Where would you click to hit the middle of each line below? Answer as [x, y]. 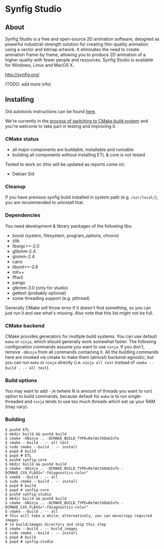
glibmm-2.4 [24, 251]
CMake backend [25, 325]
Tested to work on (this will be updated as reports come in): [65, 164]
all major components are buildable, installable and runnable [73, 150]
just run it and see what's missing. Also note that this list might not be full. [79, 313]
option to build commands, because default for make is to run [66, 396]
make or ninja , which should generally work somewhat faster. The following [81, 342]
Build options [21, 380]
